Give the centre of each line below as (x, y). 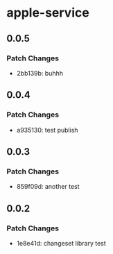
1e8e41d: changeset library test (61, 243)
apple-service (48, 13)
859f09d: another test (48, 187)
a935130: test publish (47, 130)
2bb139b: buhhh (40, 73)
